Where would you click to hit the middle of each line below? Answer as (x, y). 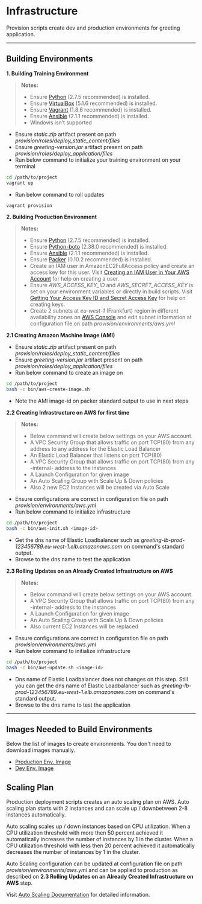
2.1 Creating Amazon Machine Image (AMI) (61, 336)
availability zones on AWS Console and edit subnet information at (111, 317)
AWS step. (20, 883)
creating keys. (47, 304)
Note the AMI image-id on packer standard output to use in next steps (102, 401)
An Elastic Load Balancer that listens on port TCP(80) (96, 455)
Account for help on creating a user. (75, 279)
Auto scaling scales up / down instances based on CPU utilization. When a (98, 826)
